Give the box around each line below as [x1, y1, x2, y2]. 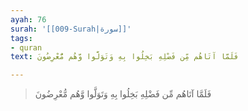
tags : [10, 33, 33, 43]
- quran [10, 42, 43, 53]
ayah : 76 [10, 14, 47, 25]
